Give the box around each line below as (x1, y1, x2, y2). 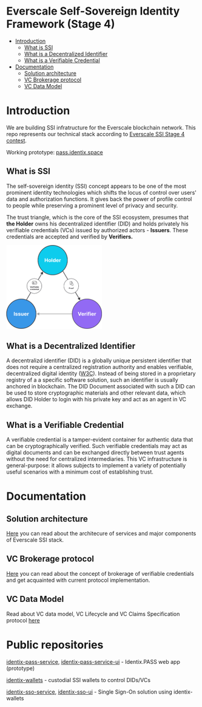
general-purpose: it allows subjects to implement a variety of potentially (6, 462, 186, 469)
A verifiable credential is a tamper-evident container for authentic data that (6, 436, 193, 443)
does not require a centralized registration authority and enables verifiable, (6, 364, 194, 371)
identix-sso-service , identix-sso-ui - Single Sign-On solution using (6, 688, 173, 695)
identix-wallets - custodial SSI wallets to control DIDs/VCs (6, 676, 150, 683)
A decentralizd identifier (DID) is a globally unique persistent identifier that (6, 357, 192, 364)
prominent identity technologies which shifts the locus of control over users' (6, 188, 197, 196)
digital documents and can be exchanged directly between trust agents (6, 449, 184, 457)
